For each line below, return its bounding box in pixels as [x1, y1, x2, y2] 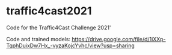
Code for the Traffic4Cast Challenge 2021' [6, 24, 111, 31]
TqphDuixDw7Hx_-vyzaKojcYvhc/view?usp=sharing [6, 42, 135, 49]
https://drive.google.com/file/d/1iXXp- [72, 35, 167, 42]
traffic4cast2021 [6, 4, 92, 18]
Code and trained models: [6, 35, 71, 42]
